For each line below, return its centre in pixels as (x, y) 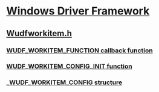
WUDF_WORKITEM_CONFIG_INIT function (70, 66)
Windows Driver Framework (78, 11)
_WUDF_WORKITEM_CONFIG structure (64, 82)
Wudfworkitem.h (39, 33)
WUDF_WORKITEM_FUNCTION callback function (79, 51)
